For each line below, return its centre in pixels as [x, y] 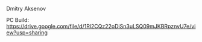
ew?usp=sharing [27, 33]
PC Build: [17, 20]
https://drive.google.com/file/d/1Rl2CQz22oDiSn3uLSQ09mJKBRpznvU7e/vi [101, 26]
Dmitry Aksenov [26, 9]
